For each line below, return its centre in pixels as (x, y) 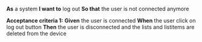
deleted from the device (37, 33)
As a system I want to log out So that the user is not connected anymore (98, 9)
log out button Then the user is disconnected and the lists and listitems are (100, 27)
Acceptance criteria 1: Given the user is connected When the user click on (101, 20)
